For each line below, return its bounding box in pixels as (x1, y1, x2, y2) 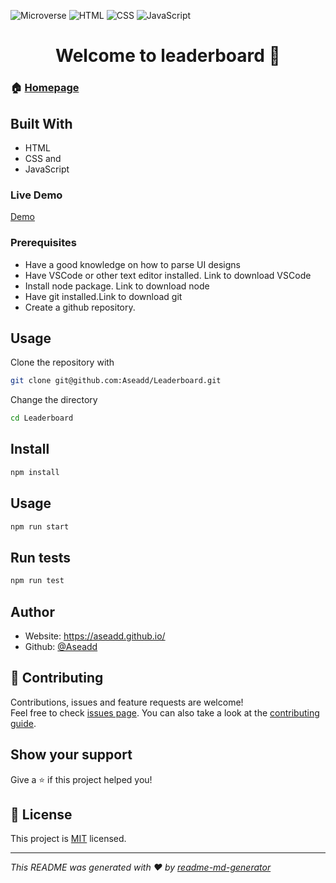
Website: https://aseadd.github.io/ (24, 630, 166, 642)
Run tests (10, 549, 71, 566)
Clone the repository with (10, 356, 115, 369)
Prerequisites (10, 236, 77, 250)
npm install (10, 467, 60, 477)
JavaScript (24, 163, 70, 175)
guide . (10, 717, 37, 729)
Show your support (10, 746, 133, 764)
